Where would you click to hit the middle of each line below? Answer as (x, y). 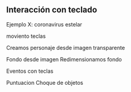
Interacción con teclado (52, 10)
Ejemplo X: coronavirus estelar (44, 24)
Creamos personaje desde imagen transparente (66, 48)
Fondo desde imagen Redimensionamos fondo (64, 59)
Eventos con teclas (30, 71)
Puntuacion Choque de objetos (45, 82)
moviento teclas (26, 36)
